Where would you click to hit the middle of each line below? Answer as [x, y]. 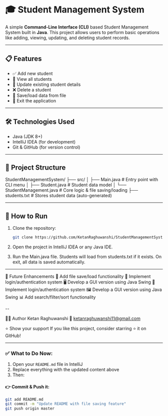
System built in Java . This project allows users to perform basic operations [82, 32]
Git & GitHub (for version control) [46, 147]
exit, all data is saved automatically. [49, 262]
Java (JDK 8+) [27, 136]
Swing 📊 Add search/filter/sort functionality [50, 297]
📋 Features [23, 59]
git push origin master [30, 409]
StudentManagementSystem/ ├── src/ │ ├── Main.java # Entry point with [82, 180]
